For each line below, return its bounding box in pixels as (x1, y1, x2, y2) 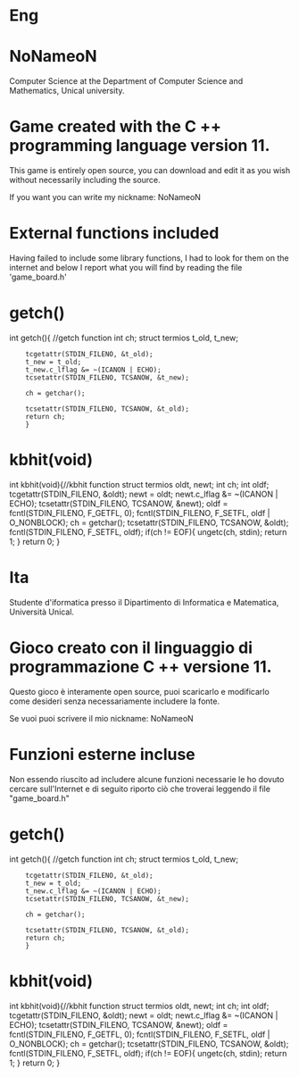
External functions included (9, 223, 220, 244)
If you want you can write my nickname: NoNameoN (9, 192, 201, 203)
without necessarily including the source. (9, 175, 161, 186)
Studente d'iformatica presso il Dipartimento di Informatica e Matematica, (9, 597, 279, 607)
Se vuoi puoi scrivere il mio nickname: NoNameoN (9, 713, 194, 723)
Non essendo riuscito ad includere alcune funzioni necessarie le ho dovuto (9, 773, 285, 784)
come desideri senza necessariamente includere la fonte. (9, 696, 220, 706)
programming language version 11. (9, 136, 270, 156)
